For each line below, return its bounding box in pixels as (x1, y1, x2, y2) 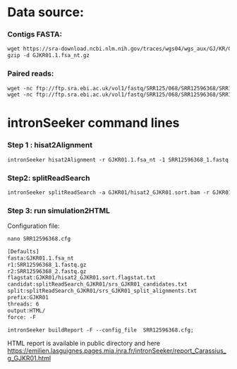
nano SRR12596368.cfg (7, 236, 71, 243)
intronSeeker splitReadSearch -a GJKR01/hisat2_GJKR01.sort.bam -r (7, 188, 210, 196)
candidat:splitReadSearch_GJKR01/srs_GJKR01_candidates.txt (7, 281, 188, 288)
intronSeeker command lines (7, 115, 180, 131)
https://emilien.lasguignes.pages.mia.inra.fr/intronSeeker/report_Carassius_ (7, 346, 227, 355)
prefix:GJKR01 (7, 294, 49, 301)
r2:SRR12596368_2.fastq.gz (7, 267, 87, 275)
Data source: (7, 4, 85, 20)
